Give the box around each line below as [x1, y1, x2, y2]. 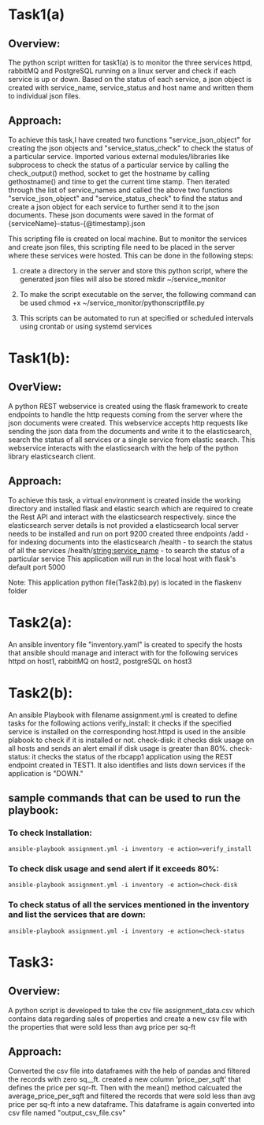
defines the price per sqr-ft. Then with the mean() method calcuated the [8, 1082, 243, 1092]
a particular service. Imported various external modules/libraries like [8, 151, 230, 161]
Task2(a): [8, 613, 73, 631]
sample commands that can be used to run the [8, 791, 241, 804]
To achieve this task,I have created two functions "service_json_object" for [8, 135, 251, 144]
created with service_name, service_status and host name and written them [8, 83, 255, 92]
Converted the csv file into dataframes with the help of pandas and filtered [8, 1066, 251, 1075]
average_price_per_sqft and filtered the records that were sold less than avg [8, 1091, 256, 1101]
